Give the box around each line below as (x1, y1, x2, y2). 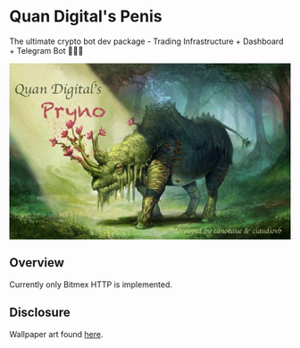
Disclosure (9, 305, 71, 320)
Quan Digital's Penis (9, 6, 162, 27)
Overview (9, 255, 65, 270)
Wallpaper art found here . (9, 328, 104, 339)
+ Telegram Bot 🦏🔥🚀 (9, 45, 84, 55)
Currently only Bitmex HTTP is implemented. (9, 279, 172, 290)
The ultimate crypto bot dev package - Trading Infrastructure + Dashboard (9, 36, 284, 47)
